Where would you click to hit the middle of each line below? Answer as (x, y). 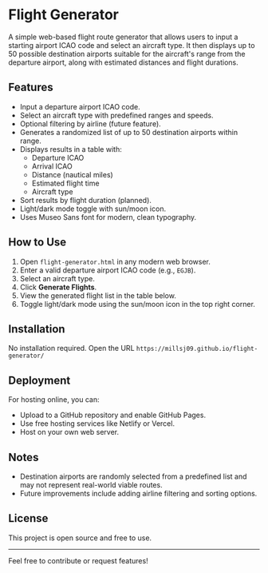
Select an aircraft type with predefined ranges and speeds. (116, 115)
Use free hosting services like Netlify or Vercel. (97, 424)
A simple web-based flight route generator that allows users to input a (123, 37)
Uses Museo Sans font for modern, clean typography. (108, 217)
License (28, 518)
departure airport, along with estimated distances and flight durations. (124, 62)
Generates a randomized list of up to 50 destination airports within (128, 132)
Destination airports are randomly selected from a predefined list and (133, 476)
